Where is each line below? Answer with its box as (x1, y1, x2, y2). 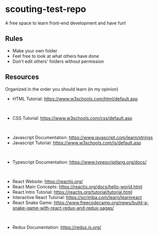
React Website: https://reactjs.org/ (12, 178, 83, 184)
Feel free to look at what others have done (12, 53, 99, 59)
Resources (5, 73, 39, 81)
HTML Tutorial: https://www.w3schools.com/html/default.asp (12, 96, 138, 102)
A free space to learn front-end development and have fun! (5, 20, 126, 26)
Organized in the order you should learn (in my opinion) (5, 86, 119, 92)
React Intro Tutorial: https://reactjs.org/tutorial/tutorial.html (12, 189, 133, 195)
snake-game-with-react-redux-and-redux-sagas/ (12, 205, 114, 211)
